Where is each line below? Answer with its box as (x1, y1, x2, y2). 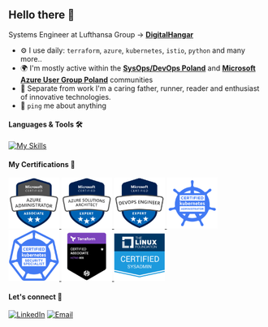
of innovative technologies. (19, 92, 111, 101)
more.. (19, 54, 42, 63)
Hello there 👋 (8, 8, 76, 22)
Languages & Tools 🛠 (8, 119, 83, 130)
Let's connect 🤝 (8, 291, 63, 301)
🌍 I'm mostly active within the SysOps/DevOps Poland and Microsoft (19, 62, 256, 73)
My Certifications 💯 (8, 159, 76, 169)
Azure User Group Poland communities (19, 75, 153, 84)
